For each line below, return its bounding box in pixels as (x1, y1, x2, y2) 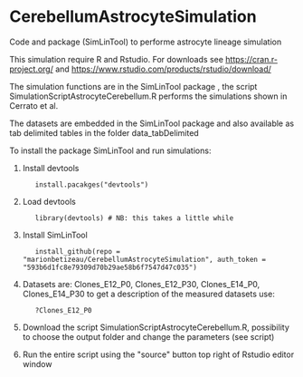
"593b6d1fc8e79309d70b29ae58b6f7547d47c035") (22, 263, 197, 272)
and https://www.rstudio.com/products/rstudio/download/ (55, 63, 271, 74)
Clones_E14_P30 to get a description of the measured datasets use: (22, 288, 276, 299)
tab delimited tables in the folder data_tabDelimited (9, 127, 199, 138)
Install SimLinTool (22, 229, 88, 240)
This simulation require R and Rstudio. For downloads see (9, 53, 224, 64)
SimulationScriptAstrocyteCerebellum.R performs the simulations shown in (9, 91, 288, 101)
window (22, 358, 52, 369)
